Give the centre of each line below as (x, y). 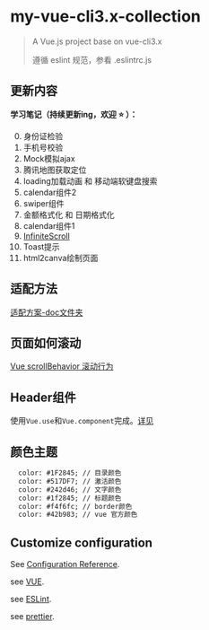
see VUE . (27, 582)
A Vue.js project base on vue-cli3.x (97, 41)
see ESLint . (31, 599)
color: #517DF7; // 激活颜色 (70, 481)
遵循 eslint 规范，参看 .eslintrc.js (91, 59)
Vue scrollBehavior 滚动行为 (62, 366)
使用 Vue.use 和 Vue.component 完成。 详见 (82, 421)
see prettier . (32, 617)
